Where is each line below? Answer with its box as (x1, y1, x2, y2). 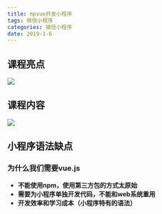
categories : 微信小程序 (7, 23, 72, 30)
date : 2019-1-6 (7, 30, 53, 38)
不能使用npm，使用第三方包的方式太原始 (17, 181, 138, 189)
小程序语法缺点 (7, 140, 73, 152)
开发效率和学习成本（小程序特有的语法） (17, 198, 136, 207)
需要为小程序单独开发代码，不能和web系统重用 (17, 189, 156, 198)
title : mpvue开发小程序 (7, 10, 72, 18)
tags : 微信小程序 (7, 17, 53, 24)
